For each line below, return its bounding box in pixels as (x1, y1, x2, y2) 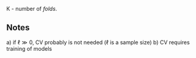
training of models (6, 45, 53, 52)
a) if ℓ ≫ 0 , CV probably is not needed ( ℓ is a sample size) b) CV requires (6, 39, 191, 46)
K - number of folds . (6, 5, 57, 12)
